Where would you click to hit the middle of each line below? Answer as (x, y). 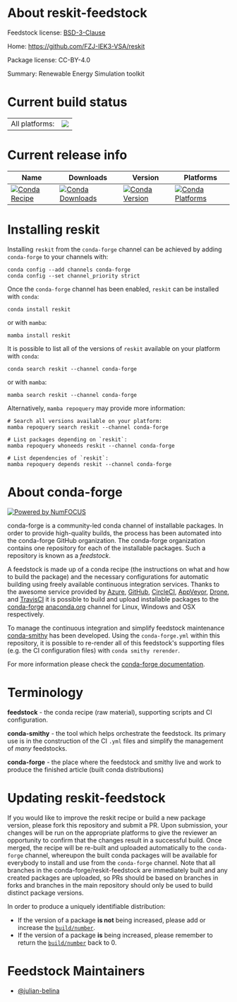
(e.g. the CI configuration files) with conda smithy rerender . (93, 650)
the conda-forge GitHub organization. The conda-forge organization (107, 540)
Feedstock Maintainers (76, 971)
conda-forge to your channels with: (58, 256)
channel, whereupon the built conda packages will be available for (121, 855)
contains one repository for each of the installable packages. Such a (107, 548)
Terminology (45, 692)
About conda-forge (65, 492)
